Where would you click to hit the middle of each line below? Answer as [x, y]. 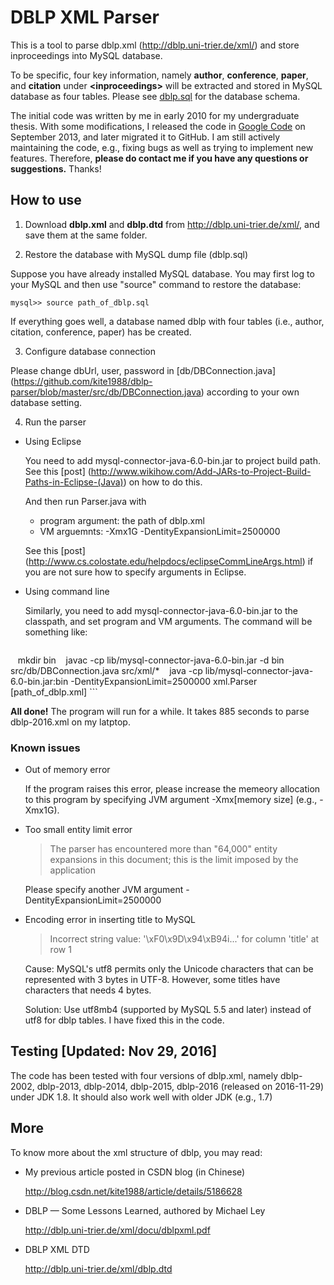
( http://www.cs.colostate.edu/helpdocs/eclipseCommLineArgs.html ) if [169, 561]
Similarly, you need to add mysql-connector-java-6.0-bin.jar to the [161, 610]
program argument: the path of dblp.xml [122, 520]
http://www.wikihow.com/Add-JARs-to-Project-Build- [201, 471]
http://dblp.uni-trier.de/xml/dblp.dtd [98, 1268]
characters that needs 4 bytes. [88, 990]
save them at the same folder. [86, 235]
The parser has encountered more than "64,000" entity [163, 849]
